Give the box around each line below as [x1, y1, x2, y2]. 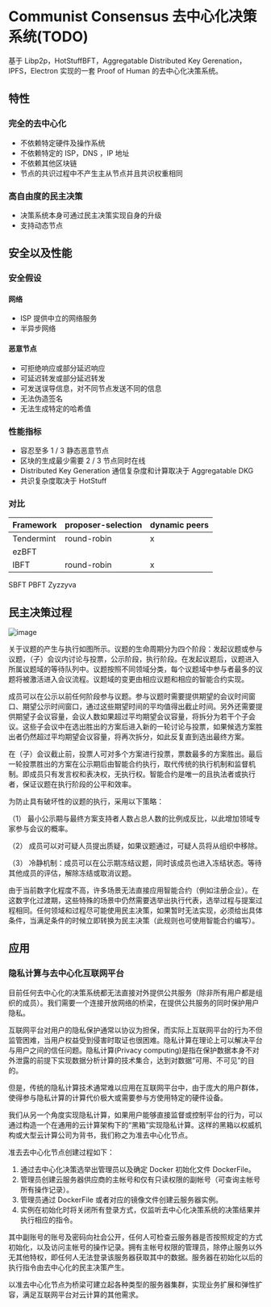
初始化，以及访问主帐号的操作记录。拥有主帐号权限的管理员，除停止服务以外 [8, 1242, 263, 1252]
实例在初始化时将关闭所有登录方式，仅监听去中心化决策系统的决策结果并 [19, 1204, 261, 1214]
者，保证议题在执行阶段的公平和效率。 [8, 780, 135, 789]
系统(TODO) [8, 27, 89, 46]
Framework [12, 519, 57, 531]
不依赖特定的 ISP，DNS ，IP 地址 [19, 148, 130, 158]
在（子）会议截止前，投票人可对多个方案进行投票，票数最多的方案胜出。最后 [8, 749, 263, 759]
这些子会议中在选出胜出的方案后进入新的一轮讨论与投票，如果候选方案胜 [22, 722, 263, 732]
